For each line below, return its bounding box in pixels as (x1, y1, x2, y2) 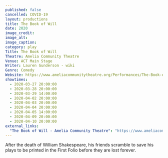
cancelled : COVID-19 (5, 12, 48, 17)
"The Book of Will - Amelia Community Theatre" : (9, 128, 113, 133)
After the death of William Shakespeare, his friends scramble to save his (5, 142, 154, 148)
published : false (5, 7, 41, 12)
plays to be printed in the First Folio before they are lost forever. (5, 147, 136, 153)
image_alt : (5, 35, 28, 40)
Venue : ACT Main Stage (5, 58, 52, 63)
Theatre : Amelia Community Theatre (5, 53, 79, 59)
